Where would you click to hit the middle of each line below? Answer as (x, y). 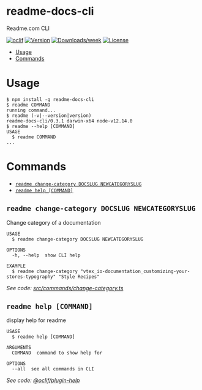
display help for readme (36, 320)
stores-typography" (31, 277)
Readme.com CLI (28, 28)
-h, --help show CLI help (46, 255)
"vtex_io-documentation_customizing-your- (135, 271)
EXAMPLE (16, 266)
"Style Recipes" (79, 277)
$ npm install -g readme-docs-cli (50, 99)
